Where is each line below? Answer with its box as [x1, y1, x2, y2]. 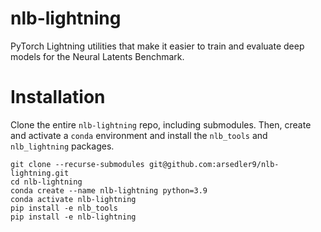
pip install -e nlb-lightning [10, 212, 137, 222]
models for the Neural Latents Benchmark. [10, 50, 185, 62]
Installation [10, 86, 106, 109]
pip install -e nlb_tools [10, 203, 118, 213]
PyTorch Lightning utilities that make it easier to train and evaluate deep [10, 40, 305, 52]
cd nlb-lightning [10, 177, 83, 187]
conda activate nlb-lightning [10, 194, 137, 204]
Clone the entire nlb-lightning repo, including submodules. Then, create [10, 118, 312, 131]
